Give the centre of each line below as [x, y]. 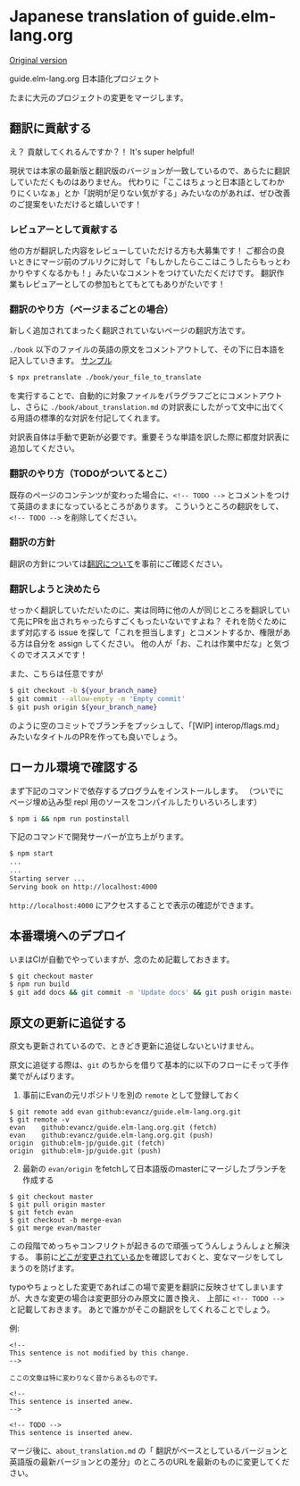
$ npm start [31, 854]
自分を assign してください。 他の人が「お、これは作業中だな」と [153, 644]
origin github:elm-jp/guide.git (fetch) [87, 1144]
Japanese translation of [99, 17]
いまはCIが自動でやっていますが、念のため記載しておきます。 [122, 959]
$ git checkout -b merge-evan [66, 1221]
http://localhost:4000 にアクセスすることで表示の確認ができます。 [134, 905]
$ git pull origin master [57, 1205]
